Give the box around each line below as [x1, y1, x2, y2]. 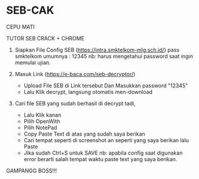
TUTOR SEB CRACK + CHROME [6, 34, 85, 42]
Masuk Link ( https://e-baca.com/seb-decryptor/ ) [14, 70, 136, 77]
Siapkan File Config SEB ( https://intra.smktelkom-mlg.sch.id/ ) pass [14, 46, 180, 54]
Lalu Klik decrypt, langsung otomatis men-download [23, 88, 153, 95]
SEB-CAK [6, 4, 54, 17]
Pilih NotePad [23, 124, 57, 131]
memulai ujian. [14, 59, 51, 66]
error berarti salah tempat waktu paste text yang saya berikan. [23, 155, 177, 162]
